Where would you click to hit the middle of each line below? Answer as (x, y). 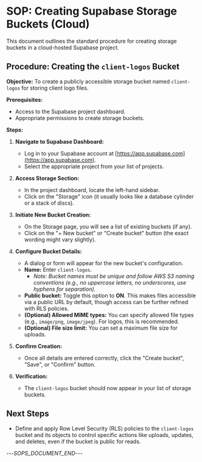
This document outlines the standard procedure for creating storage (92, 41)
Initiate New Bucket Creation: (53, 215)
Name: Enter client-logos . (58, 269)
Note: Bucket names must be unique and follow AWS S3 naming (114, 276)
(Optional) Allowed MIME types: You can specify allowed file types (109, 315)
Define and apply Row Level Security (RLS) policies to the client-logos (104, 428)
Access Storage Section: (47, 178)
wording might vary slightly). (60, 240)
